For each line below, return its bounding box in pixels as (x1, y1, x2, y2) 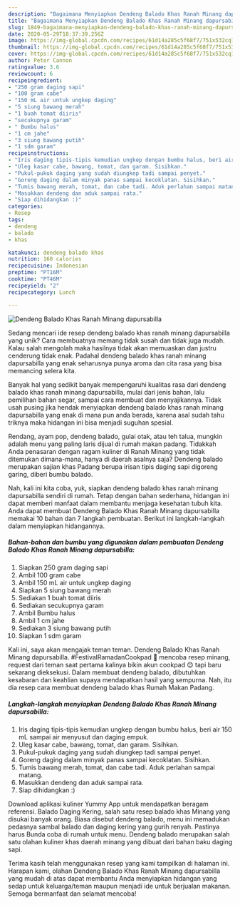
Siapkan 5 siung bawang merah (18, 586, 111, 595)
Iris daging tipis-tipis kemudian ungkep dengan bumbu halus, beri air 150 (18, 725, 232, 734)
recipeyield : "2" (8, 282, 60, 289)
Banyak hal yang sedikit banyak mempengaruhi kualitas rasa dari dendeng (8, 380, 226, 389)
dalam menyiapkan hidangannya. (8, 522, 105, 530)
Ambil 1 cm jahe (18, 617, 65, 625)
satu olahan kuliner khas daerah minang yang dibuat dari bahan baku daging (8, 838, 233, 846)
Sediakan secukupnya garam (18, 601, 104, 610)
